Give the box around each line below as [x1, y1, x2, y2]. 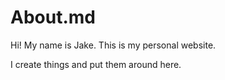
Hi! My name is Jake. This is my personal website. [10, 39, 217, 51]
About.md [10, 6, 96, 29]
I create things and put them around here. [10, 58, 182, 70]
